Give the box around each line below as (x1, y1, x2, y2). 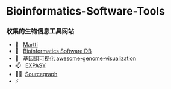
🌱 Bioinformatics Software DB (14, 47, 92, 55)
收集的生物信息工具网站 (6, 27, 74, 36)
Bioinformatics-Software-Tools (6, 4, 166, 18)
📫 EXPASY (14, 62, 46, 69)
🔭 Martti (14, 41, 38, 48)
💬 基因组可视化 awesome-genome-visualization (14, 54, 137, 62)
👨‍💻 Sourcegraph (14, 71, 58, 78)
